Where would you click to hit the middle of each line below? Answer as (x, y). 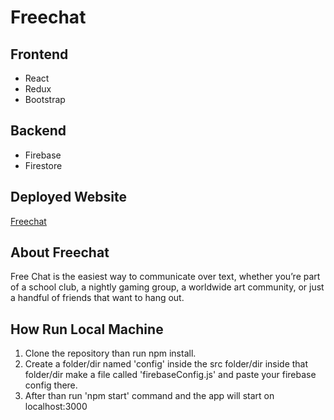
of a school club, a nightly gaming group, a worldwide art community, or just (167, 287)
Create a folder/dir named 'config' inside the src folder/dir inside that (166, 364)
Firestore (43, 165)
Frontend (39, 54)
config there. (51, 385)
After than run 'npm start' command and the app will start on (149, 396)
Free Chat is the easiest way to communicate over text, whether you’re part (165, 277)
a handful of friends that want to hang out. (97, 298)
